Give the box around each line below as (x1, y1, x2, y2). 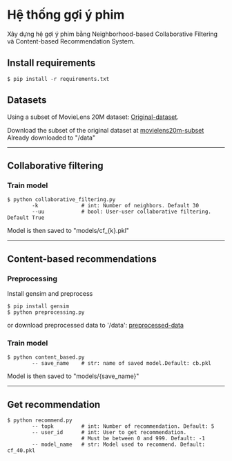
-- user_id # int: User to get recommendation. (32, 429, 187, 436)
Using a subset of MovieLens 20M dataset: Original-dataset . (7, 113, 180, 121)
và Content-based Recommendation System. (7, 37, 135, 45)
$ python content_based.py (7, 354, 85, 361)
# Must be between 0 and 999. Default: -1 (81, 435, 206, 442)
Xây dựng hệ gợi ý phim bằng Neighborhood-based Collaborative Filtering (7, 30, 218, 38)
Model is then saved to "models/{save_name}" (7, 372, 139, 380)
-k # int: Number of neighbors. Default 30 (32, 203, 199, 209)
